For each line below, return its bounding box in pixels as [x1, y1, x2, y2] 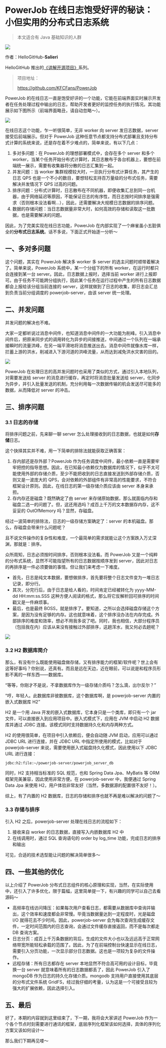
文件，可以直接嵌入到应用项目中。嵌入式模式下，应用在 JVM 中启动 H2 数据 [5, 715, 160, 721]
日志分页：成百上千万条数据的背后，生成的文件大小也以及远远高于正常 [12, 936, 156, 942]
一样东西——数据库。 [22, 671, 66, 677]
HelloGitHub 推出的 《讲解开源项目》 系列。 [5, 64, 92, 70]
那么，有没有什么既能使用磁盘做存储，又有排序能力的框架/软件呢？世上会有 [5, 659, 159, 665]
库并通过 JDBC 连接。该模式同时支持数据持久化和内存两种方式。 [5, 721, 136, 727]
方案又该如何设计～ [5, 1027, 44, 1033]
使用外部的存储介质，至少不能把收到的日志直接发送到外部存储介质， [16, 471, 156, 476]
